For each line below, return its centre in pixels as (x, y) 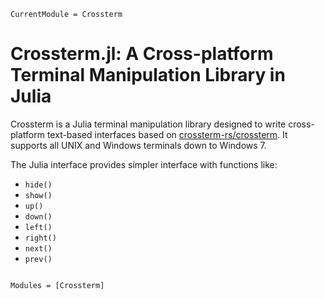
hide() (38, 185)
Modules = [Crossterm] (57, 285)
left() (38, 227)
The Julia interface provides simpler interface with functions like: (144, 164)
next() (38, 248)
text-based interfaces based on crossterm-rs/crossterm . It (167, 134)
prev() (38, 259)
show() (38, 195)
